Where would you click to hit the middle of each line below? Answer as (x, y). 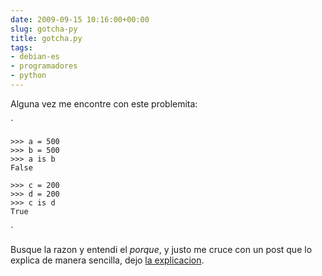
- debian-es (35, 57)
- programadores (44, 66)
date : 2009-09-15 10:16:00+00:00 (80, 19)
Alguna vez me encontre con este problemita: (104, 103)
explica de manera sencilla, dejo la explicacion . (107, 260)
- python (28, 76)
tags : (21, 47)
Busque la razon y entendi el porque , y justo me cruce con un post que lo (161, 249)
